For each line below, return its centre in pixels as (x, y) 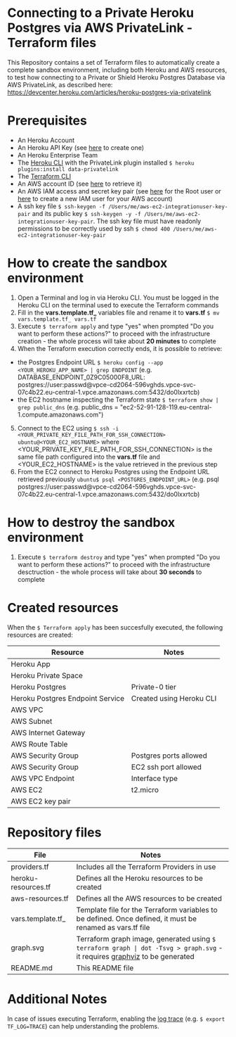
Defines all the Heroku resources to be (140, 878)
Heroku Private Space (47, 675)
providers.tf (30, 867)
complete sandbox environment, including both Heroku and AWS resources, (117, 70)
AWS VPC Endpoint (43, 778)
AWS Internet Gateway (48, 732)
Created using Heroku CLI (174, 698)
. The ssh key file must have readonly (147, 221)
